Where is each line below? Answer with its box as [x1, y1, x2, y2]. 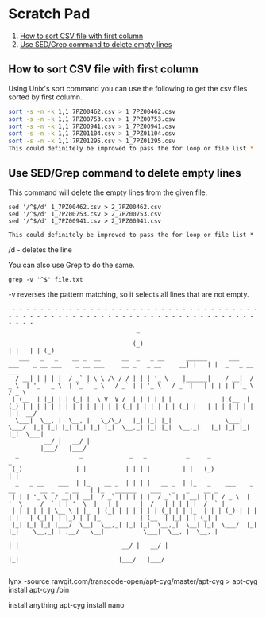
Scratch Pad [8, 5, 91, 23]
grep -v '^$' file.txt [8, 275, 83, 283]
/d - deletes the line [8, 244, 73, 255]
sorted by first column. [8, 92, 83, 102]
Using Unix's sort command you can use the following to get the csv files [8, 84, 248, 93]
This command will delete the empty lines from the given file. [8, 188, 208, 197]
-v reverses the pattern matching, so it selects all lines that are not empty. [8, 290, 249, 299]
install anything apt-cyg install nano [8, 600, 125, 609]
